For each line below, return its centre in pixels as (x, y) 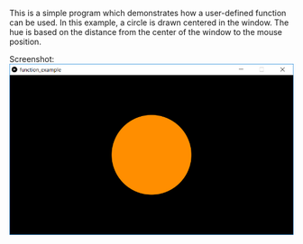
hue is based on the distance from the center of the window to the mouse (146, 32)
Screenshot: (32, 59)
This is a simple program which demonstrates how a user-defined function (148, 13)
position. (26, 41)
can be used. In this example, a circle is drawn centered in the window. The (149, 23)
